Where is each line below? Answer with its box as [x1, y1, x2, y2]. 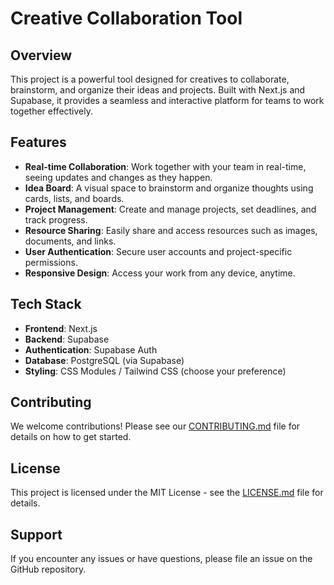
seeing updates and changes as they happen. [24, 171, 213, 183]
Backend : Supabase [24, 333, 110, 345]
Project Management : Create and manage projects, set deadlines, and [24, 203, 317, 215]
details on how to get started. [10, 431, 132, 443]
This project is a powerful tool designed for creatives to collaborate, [10, 73, 290, 85]
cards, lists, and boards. [24, 192, 125, 204]
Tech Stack [10, 296, 82, 313]
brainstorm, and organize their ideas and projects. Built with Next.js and [10, 84, 306, 96]
